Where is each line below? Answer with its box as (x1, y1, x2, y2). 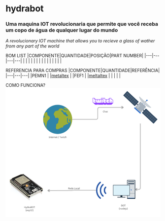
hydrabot (5, 3, 44, 14)
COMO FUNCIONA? (5, 82, 46, 88)
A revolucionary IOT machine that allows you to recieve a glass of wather (5, 38, 155, 44)
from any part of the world (5, 43, 60, 49)
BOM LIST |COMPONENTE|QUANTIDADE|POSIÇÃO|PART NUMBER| (5, 53, 144, 59)
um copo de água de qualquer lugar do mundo (5, 27, 118, 34)
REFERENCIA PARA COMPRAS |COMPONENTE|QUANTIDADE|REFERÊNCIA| (5, 68, 160, 74)
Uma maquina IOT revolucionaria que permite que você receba (5, 21, 158, 28)
